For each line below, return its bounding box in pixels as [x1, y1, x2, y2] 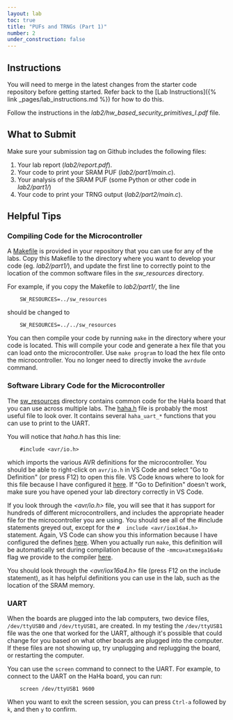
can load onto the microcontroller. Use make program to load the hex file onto [7, 349, 226, 357]
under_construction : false [7, 36, 86, 43]
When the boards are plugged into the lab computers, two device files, [7, 614, 209, 623]
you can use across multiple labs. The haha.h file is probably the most [7, 404, 208, 413]
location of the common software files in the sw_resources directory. [7, 269, 204, 278]
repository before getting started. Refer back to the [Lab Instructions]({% [7, 88, 217, 96]
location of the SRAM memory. [7, 581, 95, 589]
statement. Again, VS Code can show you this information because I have [7, 530, 218, 539]
